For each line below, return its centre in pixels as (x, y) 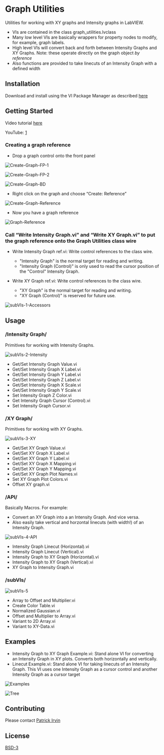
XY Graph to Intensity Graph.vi (43, 567)
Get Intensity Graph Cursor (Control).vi (51, 401)
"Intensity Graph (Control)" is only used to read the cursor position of (89, 266)
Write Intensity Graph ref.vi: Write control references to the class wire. (82, 252)
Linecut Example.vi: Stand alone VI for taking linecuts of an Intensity (81, 664)
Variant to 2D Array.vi (34, 621)
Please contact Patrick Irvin (33, 720)
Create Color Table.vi (34, 605)
